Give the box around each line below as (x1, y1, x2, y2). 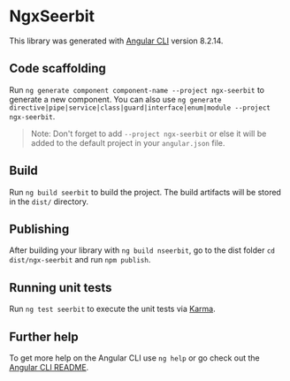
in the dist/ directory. (9, 196, 89, 207)
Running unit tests (9, 280, 112, 295)
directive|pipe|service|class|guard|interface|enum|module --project (9, 103, 271, 112)
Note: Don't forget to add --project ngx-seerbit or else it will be (30, 128, 267, 139)
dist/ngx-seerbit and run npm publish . (9, 255, 151, 265)
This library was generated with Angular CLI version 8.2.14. (9, 35, 224, 46)
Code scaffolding (9, 61, 106, 76)
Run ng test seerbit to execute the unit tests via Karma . (9, 303, 216, 315)
